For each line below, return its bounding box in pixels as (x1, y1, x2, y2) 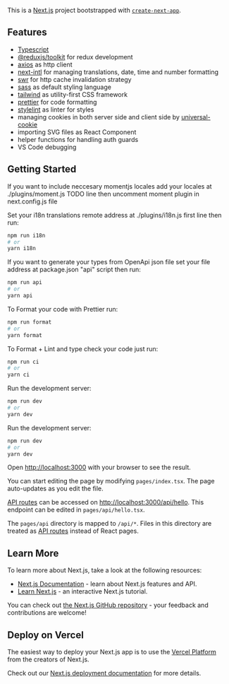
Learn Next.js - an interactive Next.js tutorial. (17, 587, 148, 596)
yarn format (7, 331, 42, 338)
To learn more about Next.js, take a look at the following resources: (7, 566, 202, 574)
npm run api (7, 279, 42, 286)
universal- (180, 112, 211, 121)
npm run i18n (7, 232, 46, 239)
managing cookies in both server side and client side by (17, 112, 180, 121)
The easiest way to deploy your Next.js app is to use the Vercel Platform (7, 648, 217, 656)
